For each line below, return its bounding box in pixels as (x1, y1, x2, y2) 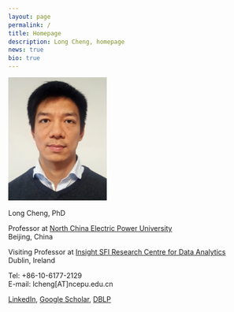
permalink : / (8, 20, 51, 29)
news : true (8, 46, 44, 54)
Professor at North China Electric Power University (8, 223, 173, 232)
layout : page (8, 13, 51, 20)
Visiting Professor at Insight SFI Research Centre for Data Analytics (8, 247, 226, 256)
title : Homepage (8, 29, 61, 37)
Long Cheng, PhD (8, 208, 65, 217)
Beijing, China (8, 232, 54, 241)
